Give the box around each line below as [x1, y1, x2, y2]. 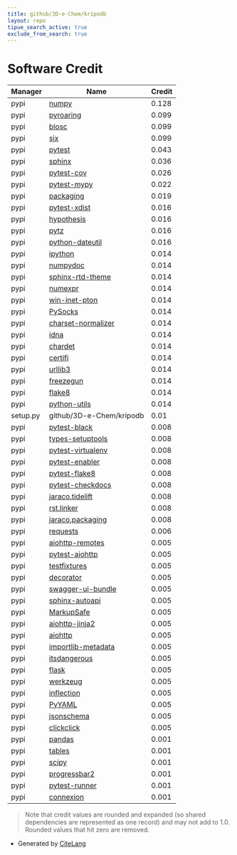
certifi [48, 353, 69, 363]
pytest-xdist [48, 203, 91, 213]
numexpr [48, 284, 80, 294]
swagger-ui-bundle [48, 584, 117, 594]
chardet [48, 341, 75, 351]
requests [48, 526, 79, 536]
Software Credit [7, 61, 103, 77]
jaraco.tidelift [48, 492, 93, 501]
